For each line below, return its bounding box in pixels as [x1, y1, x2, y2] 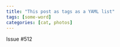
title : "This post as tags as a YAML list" [6, 8, 115, 15]
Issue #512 [6, 36, 33, 43]
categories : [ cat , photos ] [6, 19, 73, 25]
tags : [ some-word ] [6, 14, 51, 20]
